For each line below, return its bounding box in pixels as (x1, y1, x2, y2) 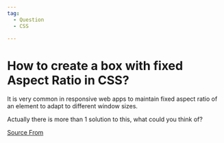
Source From (7, 129, 44, 137)
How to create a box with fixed (7, 58, 184, 74)
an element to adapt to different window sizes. (7, 102, 138, 110)
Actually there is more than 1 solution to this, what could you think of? (7, 115, 203, 123)
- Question (13, 16, 45, 23)
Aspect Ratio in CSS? (7, 72, 129, 88)
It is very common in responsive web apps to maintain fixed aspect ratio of (7, 95, 218, 103)
